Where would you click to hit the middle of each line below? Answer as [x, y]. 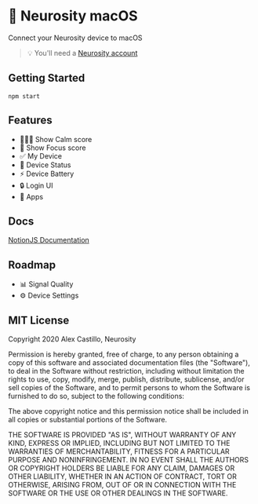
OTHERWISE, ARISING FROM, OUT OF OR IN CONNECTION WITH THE [122, 485]
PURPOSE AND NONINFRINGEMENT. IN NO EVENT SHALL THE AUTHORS [129, 460]
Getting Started [47, 78]
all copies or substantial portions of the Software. [87, 420]
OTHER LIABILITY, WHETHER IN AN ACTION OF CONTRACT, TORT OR [122, 477]
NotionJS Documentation [49, 240]
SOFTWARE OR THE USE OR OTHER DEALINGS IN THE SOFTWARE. [118, 493]
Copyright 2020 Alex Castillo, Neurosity [72, 339]
